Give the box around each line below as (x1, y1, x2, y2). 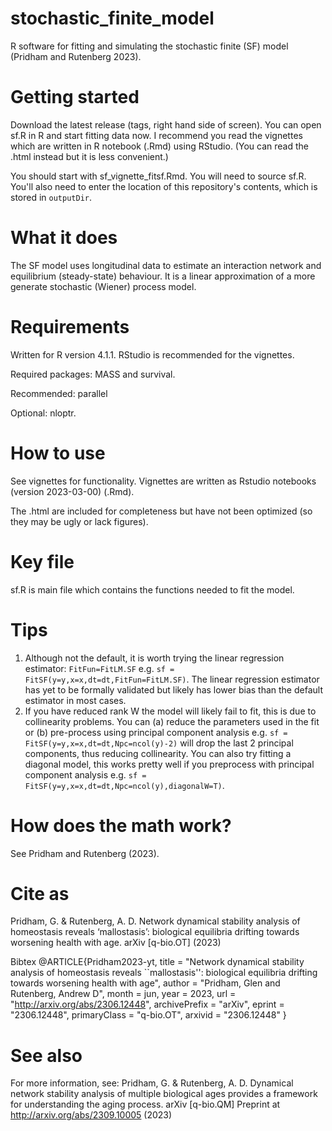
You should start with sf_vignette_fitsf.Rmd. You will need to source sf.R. (10, 170, 307, 182)
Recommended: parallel (10, 387, 108, 399)
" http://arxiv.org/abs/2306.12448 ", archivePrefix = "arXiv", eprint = (10, 998, 285, 1011)
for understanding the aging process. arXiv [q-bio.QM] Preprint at (10, 1098, 281, 1111)
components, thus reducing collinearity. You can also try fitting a (24, 747, 292, 759)
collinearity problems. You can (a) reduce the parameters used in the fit (24, 715, 320, 727)
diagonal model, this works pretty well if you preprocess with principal (24, 758, 315, 770)
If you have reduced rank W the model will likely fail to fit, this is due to (24, 705, 317, 717)
